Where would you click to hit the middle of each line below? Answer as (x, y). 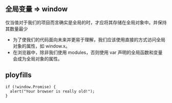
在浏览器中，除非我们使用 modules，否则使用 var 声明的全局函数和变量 (88, 52)
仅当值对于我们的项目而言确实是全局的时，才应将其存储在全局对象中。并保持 (86, 22)
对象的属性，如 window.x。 (41, 46)
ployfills (18, 75)
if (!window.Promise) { (31, 87)
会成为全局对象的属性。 (37, 59)
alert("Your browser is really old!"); (52, 91)
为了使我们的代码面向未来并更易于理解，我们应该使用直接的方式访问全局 (89, 39)
